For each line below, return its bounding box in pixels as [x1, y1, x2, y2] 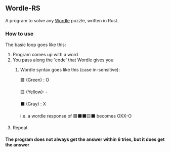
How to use [5, 30, 34, 37]
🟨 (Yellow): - [20, 89, 48, 95]
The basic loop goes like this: [5, 42, 66, 48]
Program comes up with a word [12, 52, 78, 58]
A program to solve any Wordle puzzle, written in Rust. [5, 17, 119, 23]
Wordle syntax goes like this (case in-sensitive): [20, 67, 120, 73]
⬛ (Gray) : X [20, 101, 47, 107]
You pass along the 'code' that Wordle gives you [12, 57, 114, 63]
